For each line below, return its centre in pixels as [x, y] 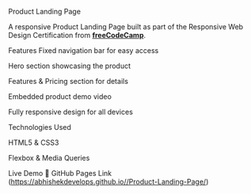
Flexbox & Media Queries [49, 158]
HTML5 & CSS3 [34, 143]
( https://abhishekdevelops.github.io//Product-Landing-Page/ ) [108, 182]
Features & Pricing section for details [68, 81]
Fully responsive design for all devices [70, 112]
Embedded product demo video [60, 97]
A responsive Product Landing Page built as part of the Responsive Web [126, 27]
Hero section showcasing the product [70, 66]
